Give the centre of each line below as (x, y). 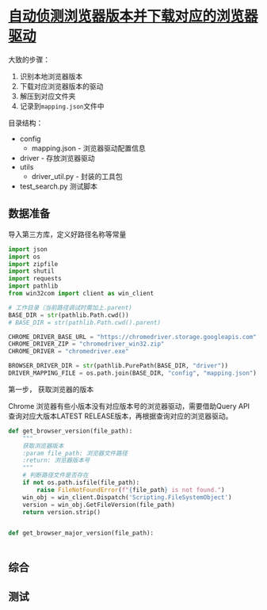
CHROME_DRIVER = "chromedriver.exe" (69, 352)
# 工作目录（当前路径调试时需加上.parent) (70, 307)
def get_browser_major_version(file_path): (81, 533)
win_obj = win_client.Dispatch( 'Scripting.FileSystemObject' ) (127, 497)
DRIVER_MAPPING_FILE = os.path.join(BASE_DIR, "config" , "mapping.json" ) (133, 373)
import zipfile (33, 264)
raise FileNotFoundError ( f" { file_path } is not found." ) (131, 490)
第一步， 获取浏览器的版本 (51, 389)
